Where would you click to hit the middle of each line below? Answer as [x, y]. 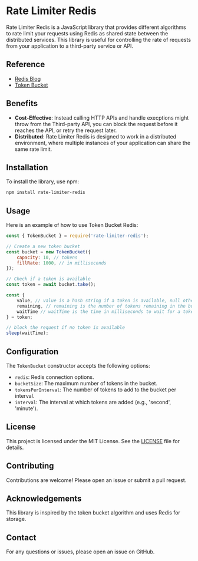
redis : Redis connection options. [54, 377]
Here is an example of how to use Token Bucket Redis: [72, 225]
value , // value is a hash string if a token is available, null [99, 301]
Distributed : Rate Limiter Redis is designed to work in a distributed [95, 136]
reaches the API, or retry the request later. [66, 130]
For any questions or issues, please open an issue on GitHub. [80, 552]
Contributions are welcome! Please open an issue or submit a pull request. [96, 480]
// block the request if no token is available [66, 328]
